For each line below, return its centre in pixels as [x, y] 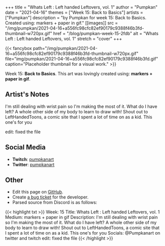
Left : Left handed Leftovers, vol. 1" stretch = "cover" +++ [64, 39]
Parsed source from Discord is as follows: [55, 202]
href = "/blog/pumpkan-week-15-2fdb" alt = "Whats [106, 33]
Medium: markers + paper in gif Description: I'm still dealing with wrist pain [82, 217]
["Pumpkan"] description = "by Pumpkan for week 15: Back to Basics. [76, 18]
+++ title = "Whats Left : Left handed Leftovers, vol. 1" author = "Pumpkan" [82, 7]
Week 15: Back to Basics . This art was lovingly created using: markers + [79, 74]
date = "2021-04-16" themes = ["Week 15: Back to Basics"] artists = [74, 12]
